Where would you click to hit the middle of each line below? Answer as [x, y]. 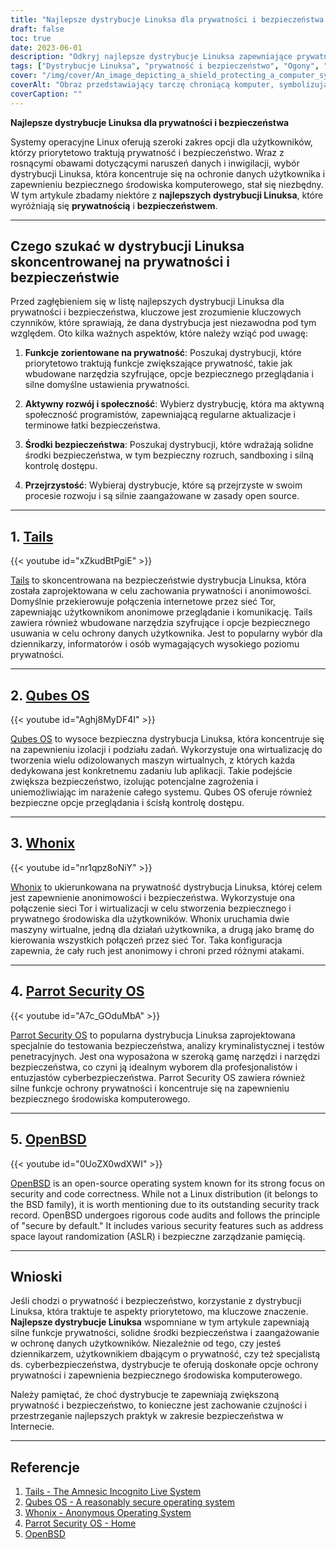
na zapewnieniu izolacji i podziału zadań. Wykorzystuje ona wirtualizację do [166, 750]
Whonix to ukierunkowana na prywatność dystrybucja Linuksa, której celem [166, 887]
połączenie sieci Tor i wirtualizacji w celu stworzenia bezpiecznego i [151, 908]
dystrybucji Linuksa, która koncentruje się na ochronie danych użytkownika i [168, 173]
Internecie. [32, 1427]
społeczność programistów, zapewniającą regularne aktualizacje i [160, 415]
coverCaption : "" [46, 94]
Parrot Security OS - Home [80, 1523]
